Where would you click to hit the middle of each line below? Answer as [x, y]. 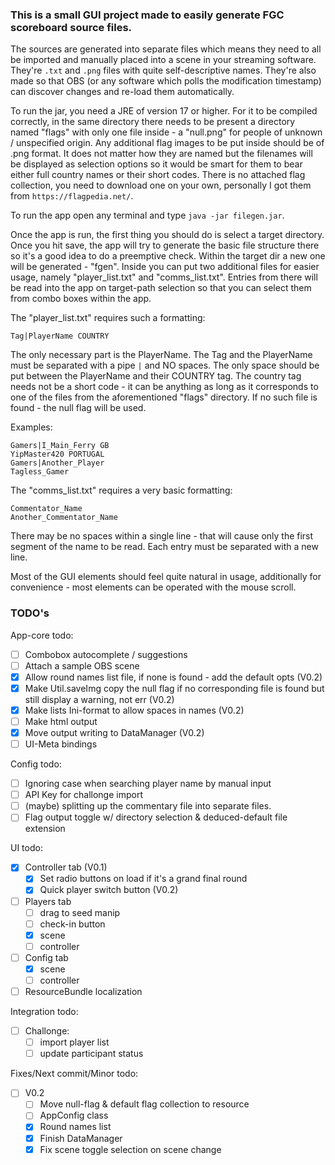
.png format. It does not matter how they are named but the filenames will [161, 154]
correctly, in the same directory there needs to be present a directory [153, 122]
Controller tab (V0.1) [66, 867]
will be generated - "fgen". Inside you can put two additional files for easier [165, 267]
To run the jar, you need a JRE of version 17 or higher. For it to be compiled [164, 111]
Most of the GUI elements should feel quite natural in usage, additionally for [166, 577]
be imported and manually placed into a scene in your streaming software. [163, 60]
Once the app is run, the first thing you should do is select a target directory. [167, 235]
